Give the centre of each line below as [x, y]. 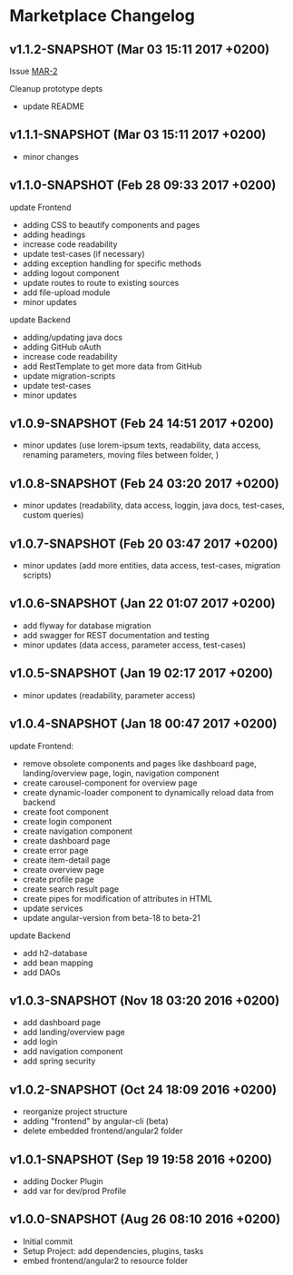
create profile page [58, 879]
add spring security [59, 1061]
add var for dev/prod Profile [74, 1191]
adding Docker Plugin [63, 1181]
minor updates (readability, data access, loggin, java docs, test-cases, [154, 506]
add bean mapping [58, 963]
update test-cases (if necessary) [83, 253]
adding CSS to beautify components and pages [111, 224]
